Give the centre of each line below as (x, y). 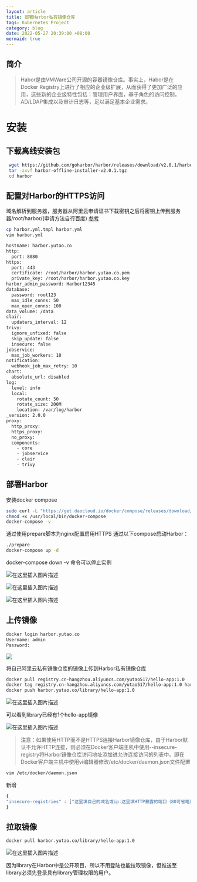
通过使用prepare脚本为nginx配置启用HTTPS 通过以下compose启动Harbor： (97, 534)
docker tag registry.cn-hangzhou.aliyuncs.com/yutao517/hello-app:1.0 (94, 685)
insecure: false (31, 344)
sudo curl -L (22, 511)
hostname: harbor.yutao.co (39, 246)
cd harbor (21, 176)
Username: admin (26, 639)
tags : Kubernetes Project (38, 22)
